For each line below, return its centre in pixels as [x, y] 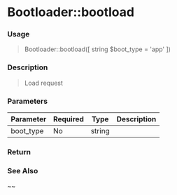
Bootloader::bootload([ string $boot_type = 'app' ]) [98, 49]
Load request [43, 83]
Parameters [27, 101]
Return [19, 152]
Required [68, 119]
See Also [23, 170]
